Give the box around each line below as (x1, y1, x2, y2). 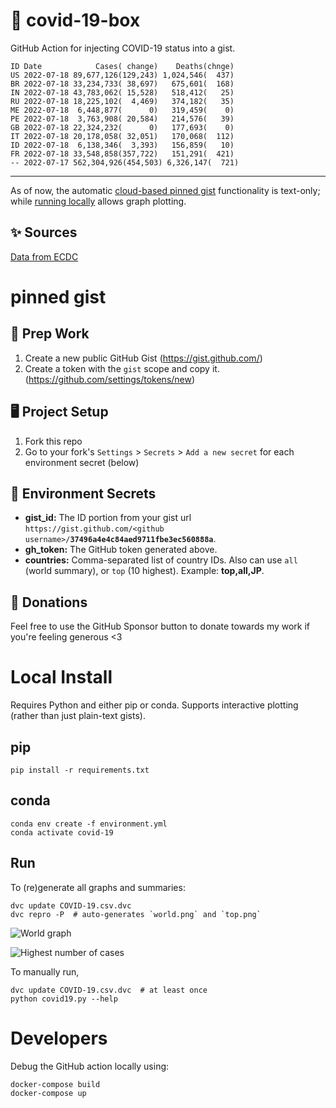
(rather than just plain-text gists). (10, 710, 146, 722)
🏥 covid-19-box (10, 9, 141, 32)
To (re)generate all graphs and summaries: (10, 881, 186, 893)
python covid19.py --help (10, 994, 118, 1004)
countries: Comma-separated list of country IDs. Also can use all (24, 554, 298, 566)
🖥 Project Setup (10, 404, 109, 421)
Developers (10, 1027, 108, 1049)
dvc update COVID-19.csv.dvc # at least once (10, 985, 208, 995)
